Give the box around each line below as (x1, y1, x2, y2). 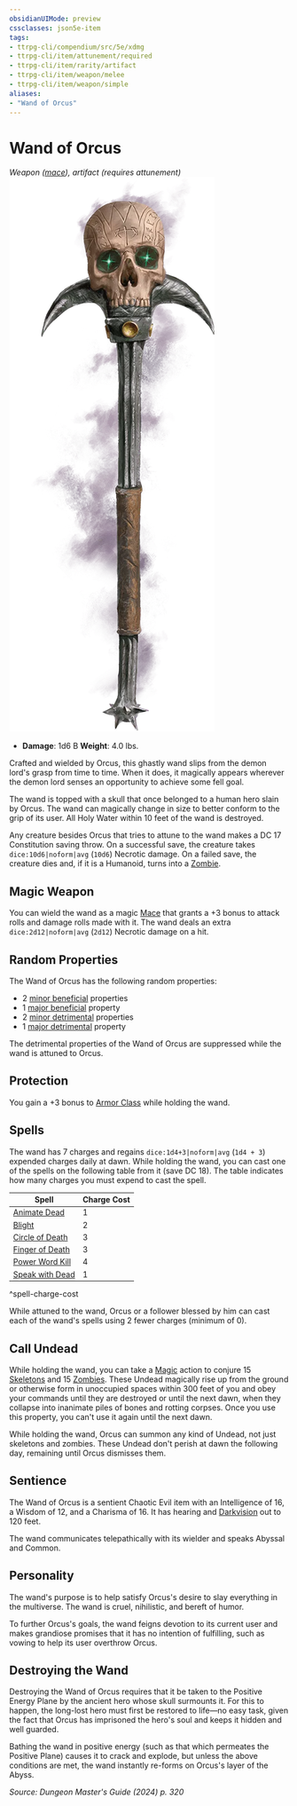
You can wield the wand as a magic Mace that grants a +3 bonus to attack (9, 908, 280, 919)
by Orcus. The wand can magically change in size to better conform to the (9, 803, 281, 814)
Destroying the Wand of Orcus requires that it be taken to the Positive (9, 1686, 263, 1697)
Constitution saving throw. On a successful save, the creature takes (9, 840, 255, 850)
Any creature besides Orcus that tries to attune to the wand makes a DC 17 (9, 830, 282, 840)
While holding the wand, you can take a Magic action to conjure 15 (9, 1365, 252, 1375)
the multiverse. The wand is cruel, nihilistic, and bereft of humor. (9, 1601, 245, 1612)
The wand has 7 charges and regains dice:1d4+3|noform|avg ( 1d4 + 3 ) (9, 1146, 266, 1157)
